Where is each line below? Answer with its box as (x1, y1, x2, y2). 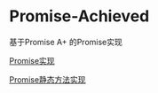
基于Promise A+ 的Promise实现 (9, 36, 122, 47)
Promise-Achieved (9, 6, 150, 27)
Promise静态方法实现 (9, 74, 86, 85)
